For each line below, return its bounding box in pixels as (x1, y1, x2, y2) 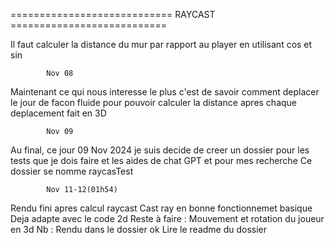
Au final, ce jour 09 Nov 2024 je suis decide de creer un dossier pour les (10, 144, 310, 156)
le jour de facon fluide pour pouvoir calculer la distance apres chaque (10, 97, 298, 108)
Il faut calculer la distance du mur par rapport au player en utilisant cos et (10, 39, 313, 50)
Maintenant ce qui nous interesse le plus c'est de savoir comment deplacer (10, 86, 320, 98)
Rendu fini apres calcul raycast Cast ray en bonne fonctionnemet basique (10, 202, 313, 214)
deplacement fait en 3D (10, 107, 107, 119)
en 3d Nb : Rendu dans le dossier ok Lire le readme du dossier (10, 224, 268, 235)
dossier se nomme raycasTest (10, 165, 134, 177)
